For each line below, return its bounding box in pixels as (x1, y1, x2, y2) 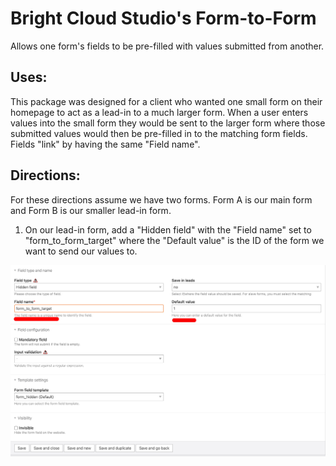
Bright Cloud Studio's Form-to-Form (10, 7, 317, 30)
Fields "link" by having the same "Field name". (10, 138, 201, 150)
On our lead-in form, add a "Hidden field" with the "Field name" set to (24, 223, 312, 236)
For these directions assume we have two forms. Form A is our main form (10, 193, 313, 206)
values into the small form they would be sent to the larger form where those (10, 117, 326, 129)
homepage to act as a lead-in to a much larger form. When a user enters (10, 106, 309, 118)
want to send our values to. (24, 245, 138, 257)
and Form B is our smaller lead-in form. (10, 204, 172, 216)
